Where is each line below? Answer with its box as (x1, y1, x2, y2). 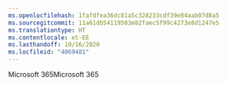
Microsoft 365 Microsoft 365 (8, 70, 100, 79)
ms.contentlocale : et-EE (8, 33, 90, 42)
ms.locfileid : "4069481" (8, 48, 90, 56)
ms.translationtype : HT (8, 26, 86, 34)
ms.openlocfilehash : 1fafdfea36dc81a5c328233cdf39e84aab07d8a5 (8, 11, 220, 20)
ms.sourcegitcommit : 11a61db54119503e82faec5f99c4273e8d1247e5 (8, 19, 220, 27)
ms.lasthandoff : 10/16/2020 (8, 41, 101, 49)
